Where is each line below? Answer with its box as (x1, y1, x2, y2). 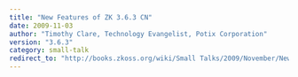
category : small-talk (9, 46, 90, 55)
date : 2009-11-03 (9, 21, 74, 30)
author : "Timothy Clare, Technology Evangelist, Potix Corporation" (9, 29, 268, 38)
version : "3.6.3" (9, 37, 74, 47)
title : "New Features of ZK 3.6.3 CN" (9, 12, 153, 22)
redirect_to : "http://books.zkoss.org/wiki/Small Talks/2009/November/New (9, 54, 292, 63)
